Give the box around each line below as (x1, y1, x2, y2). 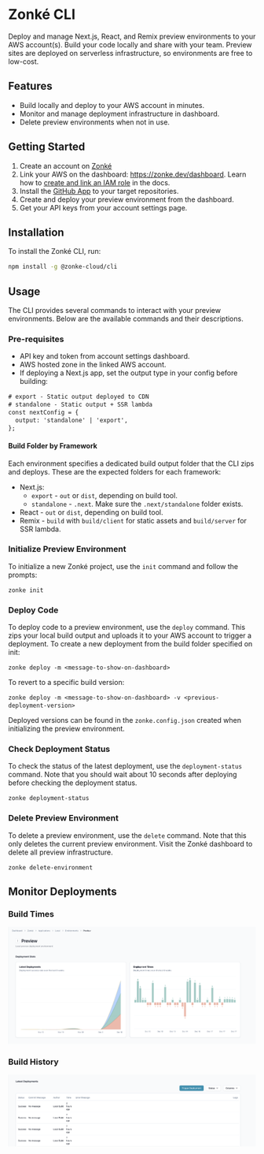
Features (8, 80, 53, 93)
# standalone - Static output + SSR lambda (8, 400, 153, 409)
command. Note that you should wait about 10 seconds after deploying (8, 770, 237, 780)
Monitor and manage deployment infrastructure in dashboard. (19, 109, 220, 118)
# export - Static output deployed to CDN (8, 393, 149, 401)
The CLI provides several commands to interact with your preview (8, 306, 222, 315)
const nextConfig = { (8, 408, 79, 417)
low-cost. (8, 57, 39, 66)
